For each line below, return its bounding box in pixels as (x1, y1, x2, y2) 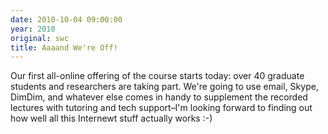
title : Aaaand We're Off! (10, 42, 118, 53)
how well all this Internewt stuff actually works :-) (10, 112, 213, 125)
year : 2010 (10, 24, 56, 34)
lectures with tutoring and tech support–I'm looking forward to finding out (10, 102, 313, 114)
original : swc (10, 33, 70, 43)
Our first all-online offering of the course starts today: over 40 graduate (10, 70, 305, 82)
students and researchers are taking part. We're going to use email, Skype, (10, 81, 319, 93)
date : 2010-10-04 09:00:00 (10, 14, 123, 25)
